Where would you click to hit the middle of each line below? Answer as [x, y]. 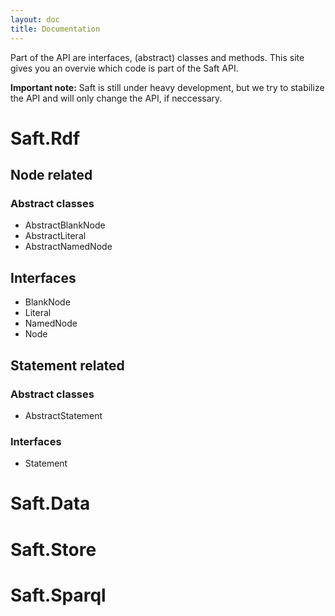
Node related [51, 175]
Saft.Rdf [45, 138]
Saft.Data [50, 503]
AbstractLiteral [55, 236]
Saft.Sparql [58, 595]
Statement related [67, 365]
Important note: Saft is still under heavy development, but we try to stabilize [167, 87]
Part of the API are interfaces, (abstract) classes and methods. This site [157, 57]
